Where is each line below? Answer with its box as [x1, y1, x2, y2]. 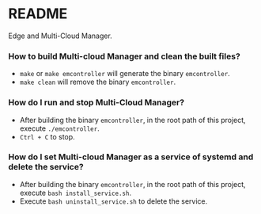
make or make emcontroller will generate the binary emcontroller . [19, 69, 231, 78]
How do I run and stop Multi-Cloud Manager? [8, 97, 184, 108]
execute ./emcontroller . [19, 124, 100, 133]
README [8, 5, 68, 23]
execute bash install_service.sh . [19, 188, 132, 197]
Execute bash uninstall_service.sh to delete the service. [19, 196, 208, 206]
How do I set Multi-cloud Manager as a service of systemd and [8, 151, 254, 162]
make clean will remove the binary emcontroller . [19, 77, 176, 87]
